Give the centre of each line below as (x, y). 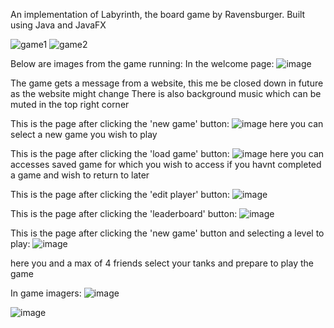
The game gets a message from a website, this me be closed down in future (167, 83)
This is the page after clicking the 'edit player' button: (120, 194)
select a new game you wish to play (84, 134)
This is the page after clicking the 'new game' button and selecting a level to (167, 233)
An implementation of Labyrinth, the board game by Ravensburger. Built (158, 14)
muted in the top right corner (70, 104)
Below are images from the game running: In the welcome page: (142, 63)
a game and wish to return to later (80, 175)
